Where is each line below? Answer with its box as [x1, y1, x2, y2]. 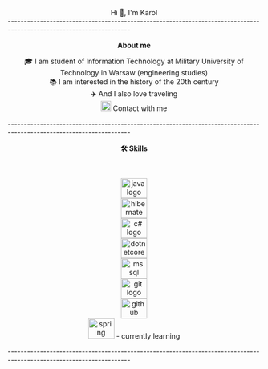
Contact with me [112, 103, 168, 113]
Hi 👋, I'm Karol [110, 8, 158, 17]
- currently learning [116, 331, 181, 340]
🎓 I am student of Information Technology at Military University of [24, 56, 244, 66]
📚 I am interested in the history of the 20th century [49, 77, 219, 87]
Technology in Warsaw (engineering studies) [59, 68, 209, 77]
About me [116, 40, 152, 50]
